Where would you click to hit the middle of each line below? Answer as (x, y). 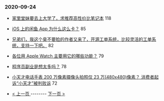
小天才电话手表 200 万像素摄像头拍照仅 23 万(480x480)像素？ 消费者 (83, 77)
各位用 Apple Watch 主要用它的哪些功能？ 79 (58, 56)
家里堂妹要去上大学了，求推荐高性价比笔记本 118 (62, 18)
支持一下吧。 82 (37, 46)
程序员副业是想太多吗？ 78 (39, 67)
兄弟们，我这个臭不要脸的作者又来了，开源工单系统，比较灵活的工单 (82, 39)
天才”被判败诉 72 (40, 83)
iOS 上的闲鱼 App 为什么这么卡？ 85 (49, 29)
